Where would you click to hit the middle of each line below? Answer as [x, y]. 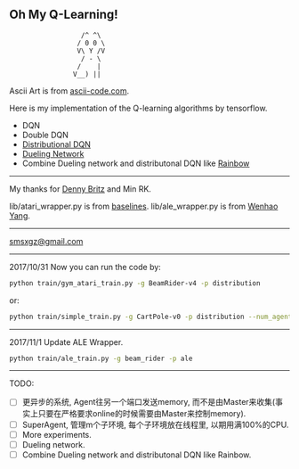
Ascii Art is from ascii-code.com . [69, 91]
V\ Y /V [91, 51]
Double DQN [45, 135]
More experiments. [57, 434]
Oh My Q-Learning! [64, 15]
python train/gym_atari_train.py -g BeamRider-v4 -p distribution [135, 283]
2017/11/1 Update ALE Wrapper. [66, 341]
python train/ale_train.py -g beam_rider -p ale [101, 358]
